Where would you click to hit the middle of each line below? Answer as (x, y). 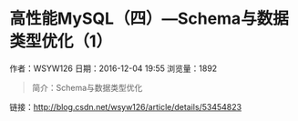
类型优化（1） (61, 41)
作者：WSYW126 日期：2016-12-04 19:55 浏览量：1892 (113, 68)
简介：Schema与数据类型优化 (87, 87)
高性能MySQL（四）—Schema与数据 (149, 19)
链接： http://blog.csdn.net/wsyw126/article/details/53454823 (126, 106)
